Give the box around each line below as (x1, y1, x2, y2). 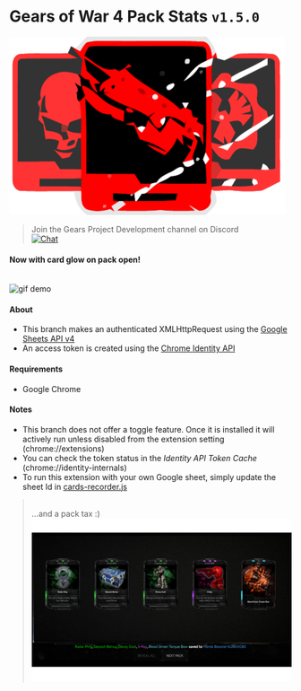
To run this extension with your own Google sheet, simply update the (21, 471, 276, 482)
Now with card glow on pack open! (9, 254, 142, 265)
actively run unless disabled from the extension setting (21, 433, 225, 444)
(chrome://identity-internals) (21, 462, 127, 473)
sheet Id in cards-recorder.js (21, 481, 128, 492)
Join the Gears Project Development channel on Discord (30, 223, 239, 234)
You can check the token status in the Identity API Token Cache (21, 452, 258, 463)
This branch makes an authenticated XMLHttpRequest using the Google (21, 324, 288, 335)
